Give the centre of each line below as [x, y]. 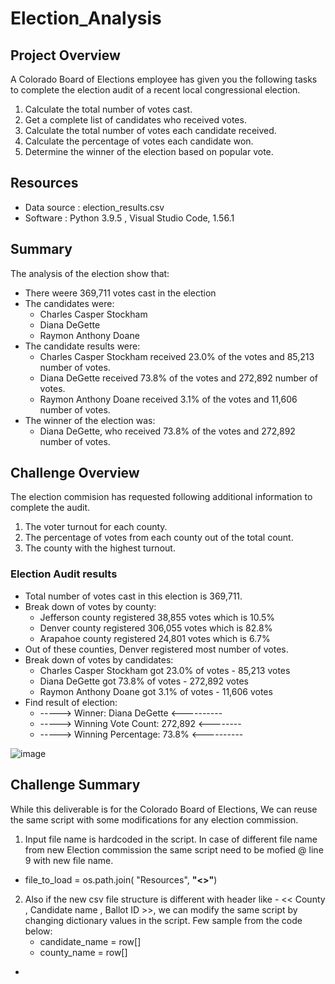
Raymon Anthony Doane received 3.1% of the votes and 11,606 [168, 399]
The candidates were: [69, 303]
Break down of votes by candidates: [99, 659]
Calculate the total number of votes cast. [108, 109]
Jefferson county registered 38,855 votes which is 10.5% [157, 617]
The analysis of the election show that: [90, 273]
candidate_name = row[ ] [90, 941]
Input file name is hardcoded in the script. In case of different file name [171, 839]
